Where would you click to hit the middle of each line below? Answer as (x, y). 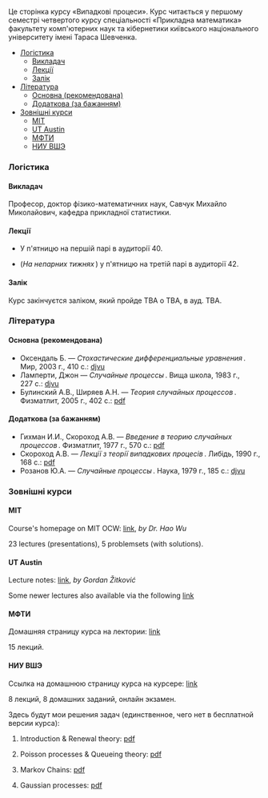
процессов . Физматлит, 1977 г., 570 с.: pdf (92, 445)
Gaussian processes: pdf (61, 785)
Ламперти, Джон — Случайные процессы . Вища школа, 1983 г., (130, 375)
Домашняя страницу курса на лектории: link (84, 631)
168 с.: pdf (38, 462)
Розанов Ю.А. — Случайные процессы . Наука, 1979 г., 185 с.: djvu (132, 470)
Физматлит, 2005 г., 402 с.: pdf (72, 401)
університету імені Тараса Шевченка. (73, 37)
